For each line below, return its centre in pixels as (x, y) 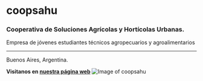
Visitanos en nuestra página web (48, 72)
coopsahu (32, 11)
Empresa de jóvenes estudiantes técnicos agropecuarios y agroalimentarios (101, 42)
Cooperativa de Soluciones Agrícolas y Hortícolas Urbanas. (95, 30)
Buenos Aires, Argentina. (37, 60)
